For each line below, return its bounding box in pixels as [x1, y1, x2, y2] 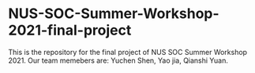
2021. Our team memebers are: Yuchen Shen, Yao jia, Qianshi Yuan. [8, 56, 229, 65]
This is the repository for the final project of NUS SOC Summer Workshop [8, 47, 247, 57]
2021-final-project [8, 21, 132, 39]
